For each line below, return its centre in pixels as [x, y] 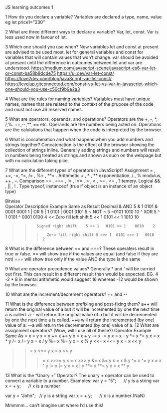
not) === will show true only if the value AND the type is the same [73, 259]
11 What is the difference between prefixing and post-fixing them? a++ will [82, 304]
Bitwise [13, 201]
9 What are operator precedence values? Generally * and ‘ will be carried [80, 269]
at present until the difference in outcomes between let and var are [74, 63]
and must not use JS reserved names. [44, 109]
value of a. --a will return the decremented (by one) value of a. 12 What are [82, 325]
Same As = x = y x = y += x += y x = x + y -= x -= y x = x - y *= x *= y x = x [83, 336]
